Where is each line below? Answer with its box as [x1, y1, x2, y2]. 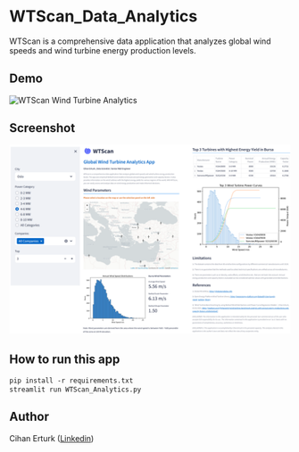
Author [9, 409, 49, 424]
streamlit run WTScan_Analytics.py [9, 385, 142, 394]
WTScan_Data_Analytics [9, 6, 198, 27]
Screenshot [9, 120, 76, 136]
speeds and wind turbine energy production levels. [9, 45, 196, 55]
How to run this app [9, 351, 120, 366]
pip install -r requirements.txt [9, 376, 134, 385]
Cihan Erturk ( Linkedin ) [9, 432, 95, 443]
